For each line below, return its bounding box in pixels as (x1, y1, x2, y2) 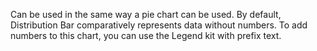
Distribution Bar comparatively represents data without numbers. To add (10, 19, 308, 31)
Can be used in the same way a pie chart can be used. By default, (10, 9, 282, 20)
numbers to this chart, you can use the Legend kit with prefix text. (10, 30, 282, 41)
